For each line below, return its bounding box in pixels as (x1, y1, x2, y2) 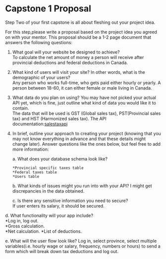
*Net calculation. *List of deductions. (5, 228, 82, 234)
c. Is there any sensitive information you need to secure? (12, 198, 128, 204)
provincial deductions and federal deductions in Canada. (12, 59, 128, 65)
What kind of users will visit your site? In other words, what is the (12, 69, 145, 75)
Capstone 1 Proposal (5, 3, 92, 14)
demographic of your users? (12, 74, 70, 80)
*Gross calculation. (5, 223, 45, 229)
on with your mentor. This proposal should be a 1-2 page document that (5, 34, 152, 40)
